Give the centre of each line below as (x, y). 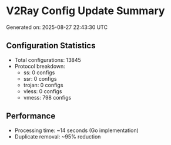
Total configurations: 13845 (48, 60)
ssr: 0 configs (40, 78)
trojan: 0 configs (43, 85)
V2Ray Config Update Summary (85, 11)
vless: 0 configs (43, 91)
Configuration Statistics (51, 46)
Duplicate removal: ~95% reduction (58, 136)
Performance (31, 116)
